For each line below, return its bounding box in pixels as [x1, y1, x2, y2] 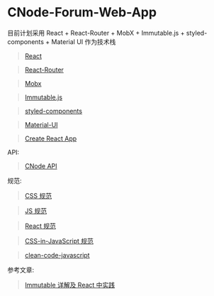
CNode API [24, 161, 57, 170]
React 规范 [24, 221, 57, 230]
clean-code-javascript [24, 251, 90, 259]
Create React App [24, 134, 77, 143]
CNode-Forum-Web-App [7, 4, 157, 21]
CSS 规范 [24, 191, 52, 199]
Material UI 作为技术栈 [51, 37, 116, 46]
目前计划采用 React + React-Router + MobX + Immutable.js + [7, 28, 185, 37]
